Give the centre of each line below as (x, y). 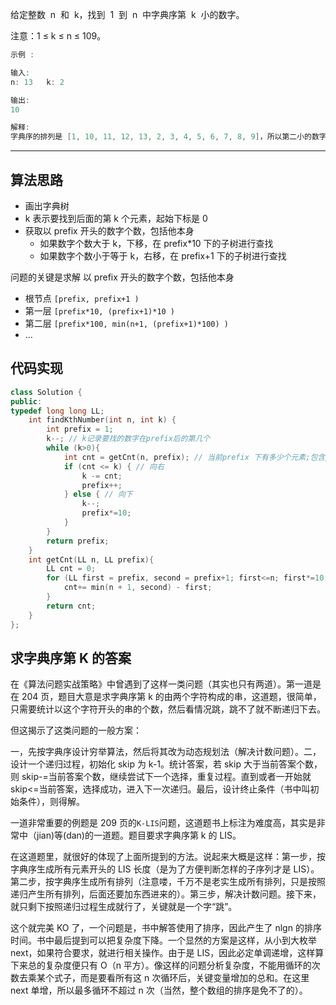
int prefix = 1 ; (80, 429)
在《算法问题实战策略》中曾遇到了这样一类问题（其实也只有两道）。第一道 (161, 684)
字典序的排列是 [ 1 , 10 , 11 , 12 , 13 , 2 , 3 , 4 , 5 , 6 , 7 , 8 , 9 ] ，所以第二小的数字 (168, 137)
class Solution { (46, 392)
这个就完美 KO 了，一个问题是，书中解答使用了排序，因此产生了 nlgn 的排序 (166, 928)
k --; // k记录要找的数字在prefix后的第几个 (128, 439)
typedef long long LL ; (57, 411)
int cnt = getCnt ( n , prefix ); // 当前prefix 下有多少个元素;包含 (194, 457)
